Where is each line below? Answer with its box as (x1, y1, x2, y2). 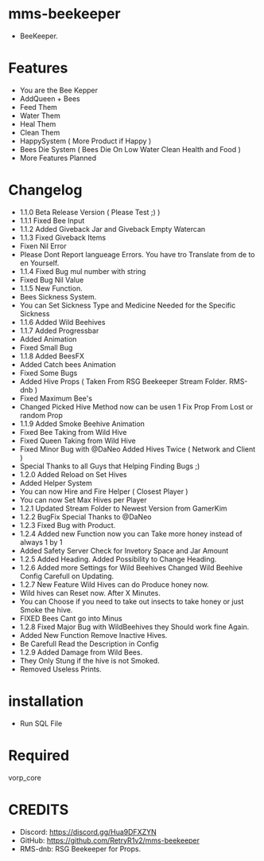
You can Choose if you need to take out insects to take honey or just (19, 597, 244, 606)
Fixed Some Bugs (19, 368, 78, 378)
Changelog (8, 181, 83, 199)
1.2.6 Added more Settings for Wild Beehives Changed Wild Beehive (19, 562, 243, 572)
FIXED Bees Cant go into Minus (19, 613, 122, 623)
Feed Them (19, 102, 58, 112)
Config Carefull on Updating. (19, 571, 115, 581)
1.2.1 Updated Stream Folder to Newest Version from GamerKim (19, 503, 228, 513)
